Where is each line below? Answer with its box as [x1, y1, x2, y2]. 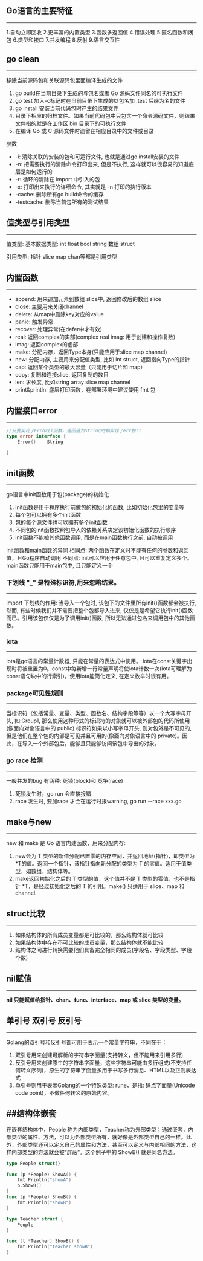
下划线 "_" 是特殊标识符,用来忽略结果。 [6, 579, 120, 587]
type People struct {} [6, 1160, 61, 1167]
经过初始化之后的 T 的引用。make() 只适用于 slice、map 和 [38, 883, 185, 890]
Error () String [17, 439, 63, 445]
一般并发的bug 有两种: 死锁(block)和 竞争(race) [6, 777, 124, 784]
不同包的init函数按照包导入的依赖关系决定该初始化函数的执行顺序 [14, 527, 176, 534]
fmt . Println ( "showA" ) [17, 1177, 71, 1183]
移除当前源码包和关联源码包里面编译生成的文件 [6, 76, 123, 83]
